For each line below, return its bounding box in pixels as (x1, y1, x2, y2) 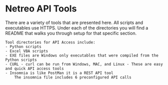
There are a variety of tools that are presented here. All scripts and (5, 19, 143, 25)
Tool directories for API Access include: (5, 39, 96, 45)
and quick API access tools (5, 66, 64, 71)
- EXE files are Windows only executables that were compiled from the (5, 53, 158, 58)
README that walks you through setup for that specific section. (5, 30, 137, 36)
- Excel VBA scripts (5, 48, 49, 53)
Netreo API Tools (5, 3, 77, 14)
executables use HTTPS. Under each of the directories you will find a (5, 24, 148, 30)
